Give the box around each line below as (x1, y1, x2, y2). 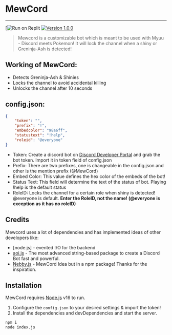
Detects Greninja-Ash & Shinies (12, 74, 79, 80)
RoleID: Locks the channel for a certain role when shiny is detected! (12, 189, 155, 195)
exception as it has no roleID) (12, 201, 76, 207)
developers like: (5, 234, 39, 241)
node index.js (5, 325, 36, 330)
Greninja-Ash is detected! (17, 46, 72, 52)
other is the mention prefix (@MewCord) (12, 168, 98, 174)
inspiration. (12, 266, 37, 272)
